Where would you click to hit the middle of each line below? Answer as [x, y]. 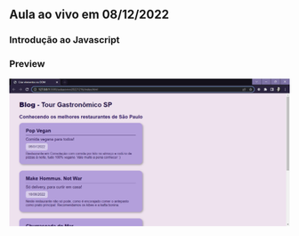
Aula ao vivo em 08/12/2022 [89, 15]
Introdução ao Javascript [65, 40]
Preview [27, 64]
